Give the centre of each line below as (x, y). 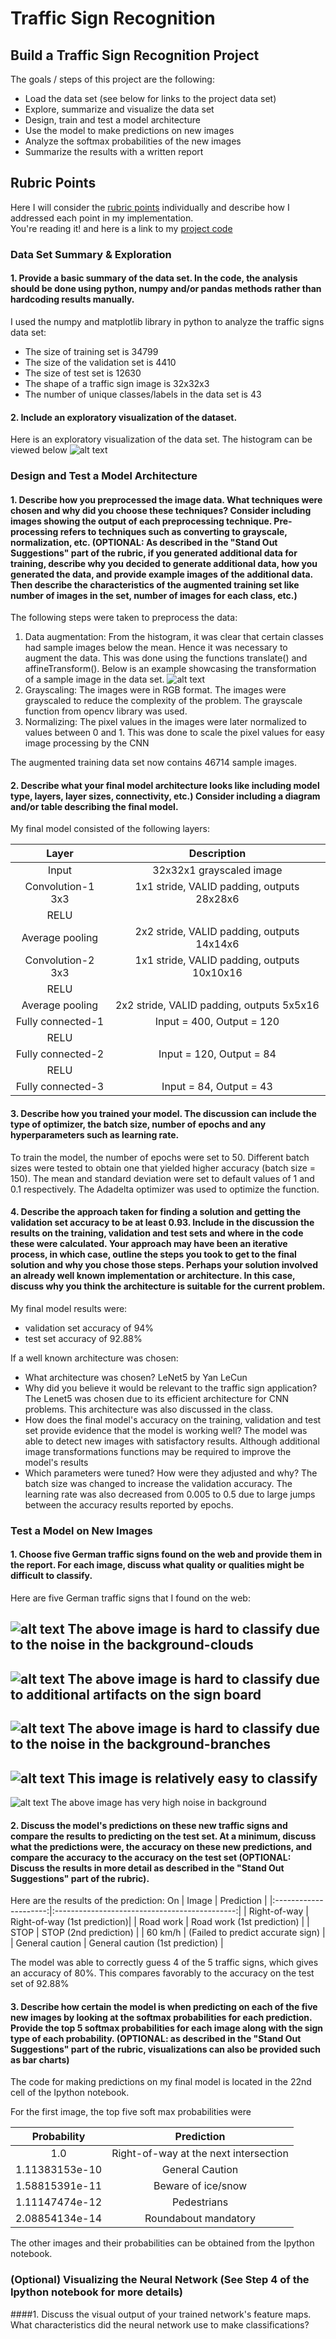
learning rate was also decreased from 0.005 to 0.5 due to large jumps (170, 1494)
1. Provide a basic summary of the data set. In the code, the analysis (154, 278)
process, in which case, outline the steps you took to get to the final (153, 1254)
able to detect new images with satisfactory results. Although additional (172, 1441)
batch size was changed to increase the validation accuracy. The (158, 1483)
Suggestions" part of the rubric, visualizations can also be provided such (166, 2049)
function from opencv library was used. (106, 711)
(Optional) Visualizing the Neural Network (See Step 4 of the (160, 2280)
